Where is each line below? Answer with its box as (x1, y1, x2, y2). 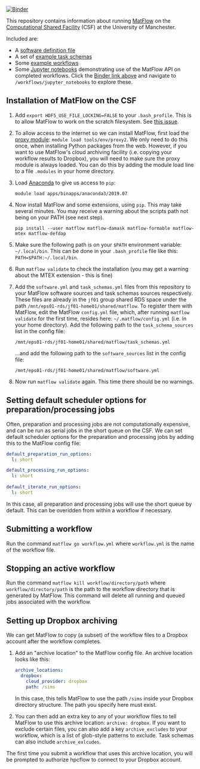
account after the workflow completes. (6, 638, 101, 645)
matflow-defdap (28, 230, 66, 236)
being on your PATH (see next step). (14, 214, 104, 221)
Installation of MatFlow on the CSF (6, 96, 137, 106)
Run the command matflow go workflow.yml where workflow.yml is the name (6, 540, 195, 547)
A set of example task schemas (14, 53, 93, 60)
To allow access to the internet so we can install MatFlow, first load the (14, 129, 189, 137)
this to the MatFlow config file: (6, 439, 81, 447)
